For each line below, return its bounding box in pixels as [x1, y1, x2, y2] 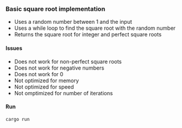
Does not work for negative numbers [14, 64, 105, 71]
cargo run [5, 116, 30, 122]
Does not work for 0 [14, 70, 64, 77]
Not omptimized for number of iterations [14, 89, 114, 96]
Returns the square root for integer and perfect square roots [14, 31, 162, 38]
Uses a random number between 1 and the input [14, 18, 132, 26]
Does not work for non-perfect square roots [14, 58, 122, 65]
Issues [5, 44, 23, 52]
